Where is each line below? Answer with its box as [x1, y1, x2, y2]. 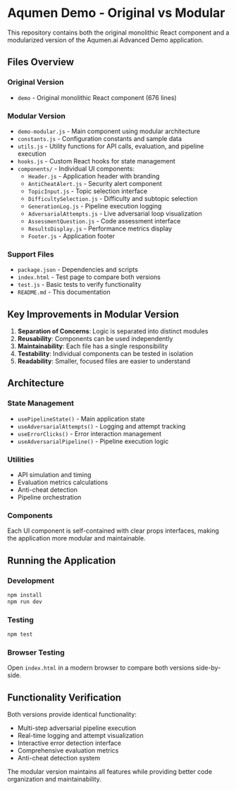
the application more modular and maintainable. [7, 534, 146, 543]
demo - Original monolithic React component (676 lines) [17, 93, 178, 101]
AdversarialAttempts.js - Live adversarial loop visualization [27, 209, 202, 218]
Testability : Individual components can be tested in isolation [17, 350, 194, 358]
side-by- [196, 664, 221, 672]
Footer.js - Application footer [27, 231, 115, 240]
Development [7, 576, 55, 586]
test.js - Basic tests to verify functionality [17, 280, 142, 289]
